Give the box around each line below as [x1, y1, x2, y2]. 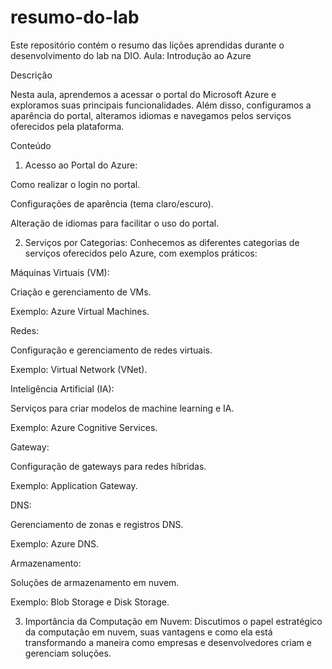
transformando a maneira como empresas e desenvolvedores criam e [24, 636, 312, 648]
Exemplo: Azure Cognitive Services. [10, 421, 158, 433]
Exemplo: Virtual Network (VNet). [10, 363, 148, 375]
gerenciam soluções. [24, 647, 112, 659]
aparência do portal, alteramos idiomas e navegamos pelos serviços [10, 109, 292, 121]
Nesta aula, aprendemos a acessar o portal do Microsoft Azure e [10, 88, 277, 100]
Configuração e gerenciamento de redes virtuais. [10, 344, 213, 356]
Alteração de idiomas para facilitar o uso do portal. [10, 217, 220, 229]
